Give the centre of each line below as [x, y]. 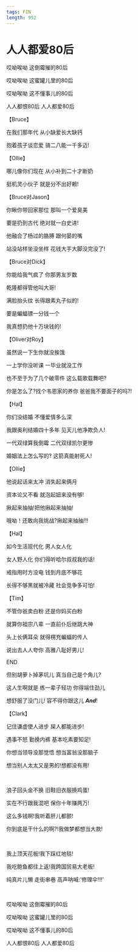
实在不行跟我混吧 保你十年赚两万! [48, 803]
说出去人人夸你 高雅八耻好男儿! [45, 650]
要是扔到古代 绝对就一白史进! [43, 223]
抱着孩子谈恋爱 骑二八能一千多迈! [48, 145]
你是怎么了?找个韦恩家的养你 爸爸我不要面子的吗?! [69, 391]
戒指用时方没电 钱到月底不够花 [44, 573]
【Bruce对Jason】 [29, 197]
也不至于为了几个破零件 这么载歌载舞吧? [57, 378]
